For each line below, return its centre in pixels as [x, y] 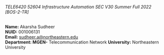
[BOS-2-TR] [17, 12]
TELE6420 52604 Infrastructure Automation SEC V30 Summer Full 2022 [78, 7]
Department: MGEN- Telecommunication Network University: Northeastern [82, 42]
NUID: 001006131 [23, 32]
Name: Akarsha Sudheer [30, 27]
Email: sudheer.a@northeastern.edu [42, 37]
